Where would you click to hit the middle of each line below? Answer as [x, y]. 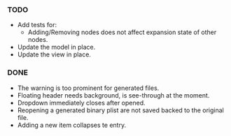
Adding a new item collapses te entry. [72, 125]
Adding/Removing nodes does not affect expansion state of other [122, 32]
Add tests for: [37, 25]
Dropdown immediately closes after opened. [81, 103]
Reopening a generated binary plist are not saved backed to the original [120, 110]
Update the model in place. [56, 47]
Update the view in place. [54, 54]
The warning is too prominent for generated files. [88, 88]
